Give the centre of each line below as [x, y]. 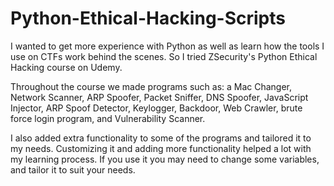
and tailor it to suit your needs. [73, 169]
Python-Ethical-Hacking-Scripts [148, 18]
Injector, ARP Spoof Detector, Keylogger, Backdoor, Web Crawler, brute [156, 108]
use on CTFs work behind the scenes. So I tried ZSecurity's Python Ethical [164, 56]
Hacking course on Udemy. [66, 67]
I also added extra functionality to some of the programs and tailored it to [161, 138]
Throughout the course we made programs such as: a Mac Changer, [151, 86]
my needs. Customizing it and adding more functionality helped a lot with [161, 148]
